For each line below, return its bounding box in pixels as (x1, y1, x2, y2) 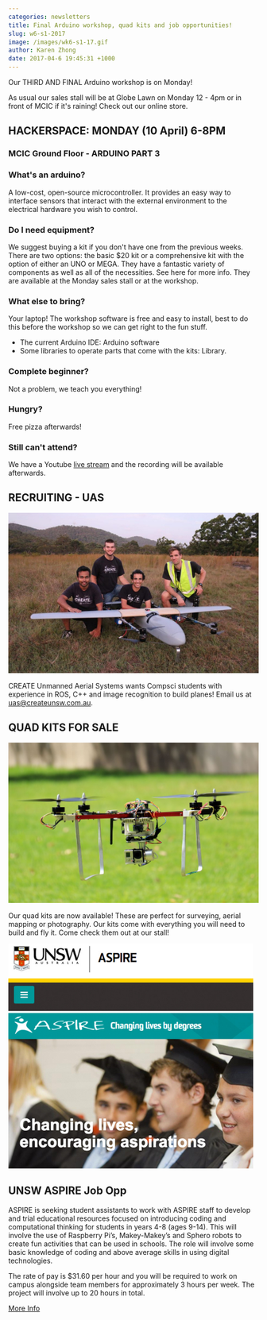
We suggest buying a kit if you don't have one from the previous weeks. (8, 242, 244, 252)
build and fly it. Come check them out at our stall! (8, 928, 169, 937)
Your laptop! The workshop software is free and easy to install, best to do (8, 314, 249, 323)
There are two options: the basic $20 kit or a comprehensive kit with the (8, 250, 245, 260)
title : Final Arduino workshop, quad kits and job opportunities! (8, 21, 233, 29)
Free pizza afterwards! (8, 422, 82, 431)
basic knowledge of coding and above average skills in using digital (8, 1247, 230, 1256)
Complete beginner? (8, 366, 89, 377)
